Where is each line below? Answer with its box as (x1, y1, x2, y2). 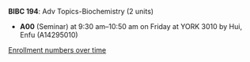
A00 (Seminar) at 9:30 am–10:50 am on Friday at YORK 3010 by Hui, (19, 22, 243, 31)
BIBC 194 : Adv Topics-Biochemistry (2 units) (8, 7, 154, 16)
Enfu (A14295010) (19, 31, 78, 39)
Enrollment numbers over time (8, 46, 107, 54)
